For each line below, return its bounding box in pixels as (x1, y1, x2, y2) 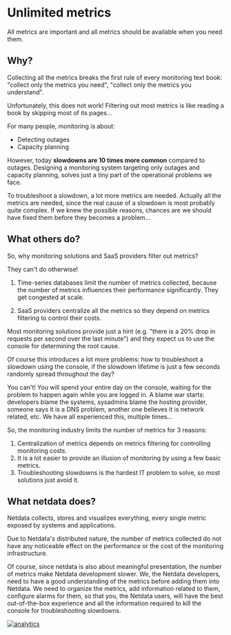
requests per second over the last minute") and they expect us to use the (7, 334, 215, 343)
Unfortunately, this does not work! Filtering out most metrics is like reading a (7, 101, 224, 110)
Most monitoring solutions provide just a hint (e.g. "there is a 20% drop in (7, 327, 216, 335)
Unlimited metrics (7, 5, 112, 21)
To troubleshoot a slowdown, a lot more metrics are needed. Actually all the (7, 191, 222, 199)
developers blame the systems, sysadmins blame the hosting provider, (7, 398, 208, 406)
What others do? (7, 233, 81, 245)
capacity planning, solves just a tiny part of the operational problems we (7, 170, 212, 179)
